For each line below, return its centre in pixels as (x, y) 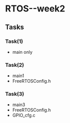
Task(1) (14, 41)
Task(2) (15, 65)
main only (22, 52)
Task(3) (15, 94)
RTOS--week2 (35, 9)
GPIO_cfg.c (24, 116)
